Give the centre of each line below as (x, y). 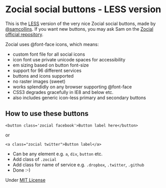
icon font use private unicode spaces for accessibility (69, 59)
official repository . (24, 34)
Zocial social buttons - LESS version (83, 9)
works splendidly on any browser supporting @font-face (72, 87)
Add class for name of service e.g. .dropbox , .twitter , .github (78, 165)
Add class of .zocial (35, 159)
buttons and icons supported (43, 76)
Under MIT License (26, 180)
